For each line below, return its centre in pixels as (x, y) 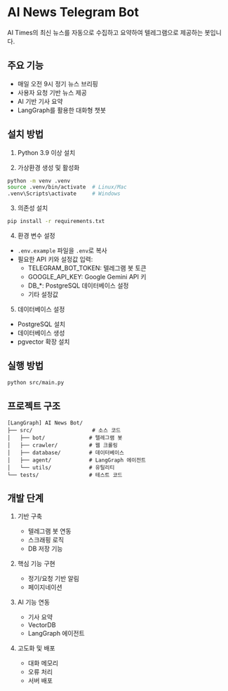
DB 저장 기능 (45, 549)
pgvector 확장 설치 (43, 342)
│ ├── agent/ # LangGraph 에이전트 (76, 460)
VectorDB (42, 625)
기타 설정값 (43, 295)
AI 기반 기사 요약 (40, 101)
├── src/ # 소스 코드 (64, 430)
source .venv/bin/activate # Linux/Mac (67, 187)
